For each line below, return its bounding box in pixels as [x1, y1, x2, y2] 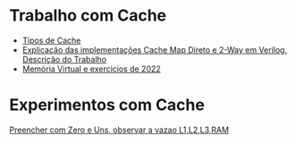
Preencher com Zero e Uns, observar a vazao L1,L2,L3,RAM [9, 124, 230, 135]
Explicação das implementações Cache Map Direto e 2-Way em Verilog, [21, 44, 288, 55]
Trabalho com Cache [9, 5, 167, 26]
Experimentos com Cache [9, 95, 206, 115]
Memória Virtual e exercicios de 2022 [21, 64, 161, 74]
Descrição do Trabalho [21, 54, 107, 64]
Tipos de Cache [21, 35, 81, 46]
